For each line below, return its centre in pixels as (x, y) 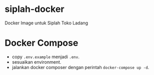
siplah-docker (34, 9)
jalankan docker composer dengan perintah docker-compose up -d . (80, 67)
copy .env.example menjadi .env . (45, 57)
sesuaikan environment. (36, 62)
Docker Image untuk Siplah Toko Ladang (46, 23)
